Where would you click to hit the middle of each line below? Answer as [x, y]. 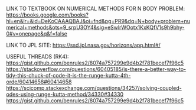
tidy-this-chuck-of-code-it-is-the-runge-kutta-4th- [68, 75]
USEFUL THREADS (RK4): [37, 56]
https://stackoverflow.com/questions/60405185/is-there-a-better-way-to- [96, 69]
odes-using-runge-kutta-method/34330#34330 [65, 94]
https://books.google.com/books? [47, 15]
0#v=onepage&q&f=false [37, 34]
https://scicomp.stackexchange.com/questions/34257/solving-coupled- [94, 88]
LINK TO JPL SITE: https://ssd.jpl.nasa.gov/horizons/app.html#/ [83, 45]
